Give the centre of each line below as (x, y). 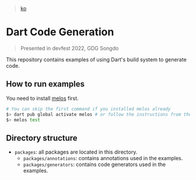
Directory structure (42, 138)
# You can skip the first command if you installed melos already (88, 109)
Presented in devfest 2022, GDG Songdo (69, 48)
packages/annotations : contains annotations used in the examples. (103, 158)
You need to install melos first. (42, 98)
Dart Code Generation (60, 32)
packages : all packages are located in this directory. (76, 152)
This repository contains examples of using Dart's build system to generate (96, 59)
